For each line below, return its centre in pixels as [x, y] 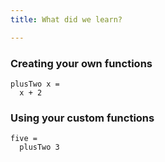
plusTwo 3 [39, 147]
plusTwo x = [35, 84]
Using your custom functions [82, 118]
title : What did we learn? [66, 19]
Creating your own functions [81, 63]
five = [24, 139]
